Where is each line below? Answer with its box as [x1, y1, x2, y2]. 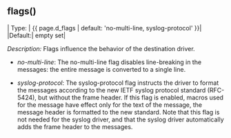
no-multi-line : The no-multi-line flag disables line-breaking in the [17, 58, 202, 66]
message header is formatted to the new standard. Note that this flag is [17, 108, 220, 116]
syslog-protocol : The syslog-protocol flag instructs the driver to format [17, 79, 219, 87]
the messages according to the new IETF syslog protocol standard [17, 86, 206, 94]
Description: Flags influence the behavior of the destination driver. [7, 44, 195, 52]
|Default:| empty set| [7, 31, 66, 39]
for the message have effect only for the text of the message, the [17, 100, 203, 109]
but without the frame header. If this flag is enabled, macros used [37, 93, 224, 101]
